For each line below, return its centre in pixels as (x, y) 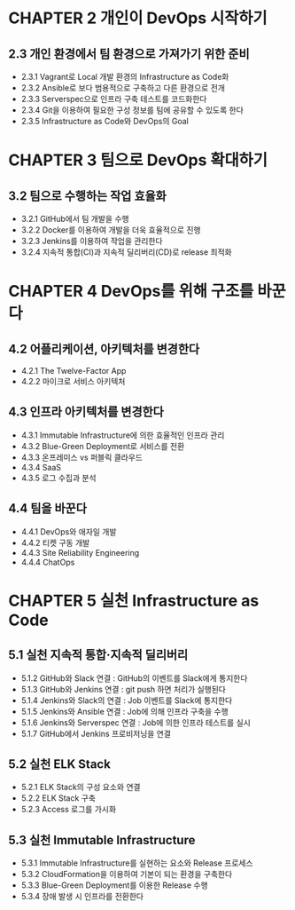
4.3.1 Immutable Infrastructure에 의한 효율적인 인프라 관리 (123, 435)
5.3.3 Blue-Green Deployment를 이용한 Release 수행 (115, 885)
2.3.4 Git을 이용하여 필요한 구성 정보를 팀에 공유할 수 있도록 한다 (132, 110)
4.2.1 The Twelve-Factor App (74, 371)
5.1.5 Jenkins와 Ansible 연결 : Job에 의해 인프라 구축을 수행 (125, 711)
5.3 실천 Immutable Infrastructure (102, 840)
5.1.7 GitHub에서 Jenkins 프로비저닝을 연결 (96, 733)
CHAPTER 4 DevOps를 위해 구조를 (131, 292)
